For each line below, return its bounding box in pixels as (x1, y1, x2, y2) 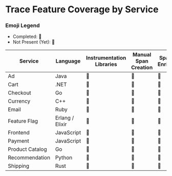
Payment (8, 138, 29, 145)
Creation (131, 64, 153, 71)
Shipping (8, 163, 30, 170)
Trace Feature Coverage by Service (5, 4, 159, 15)
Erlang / (55, 114, 74, 122)
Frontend (8, 129, 30, 136)
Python (55, 154, 73, 161)
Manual (132, 51, 152, 58)
